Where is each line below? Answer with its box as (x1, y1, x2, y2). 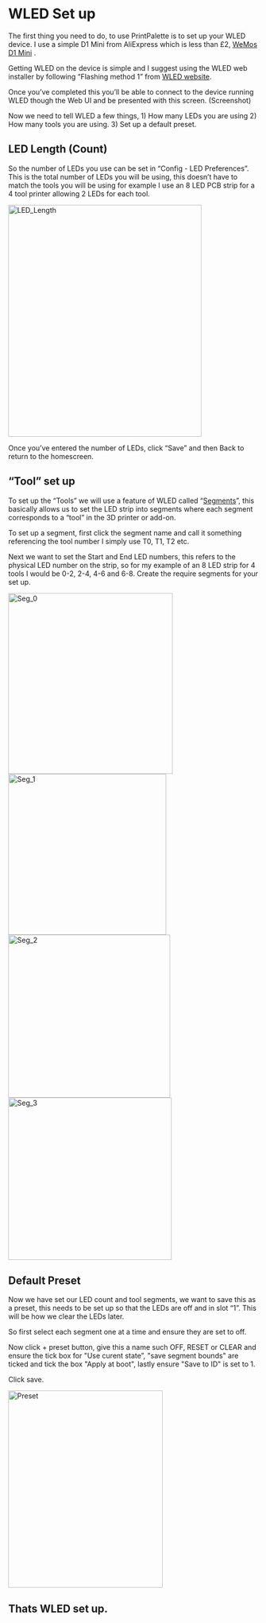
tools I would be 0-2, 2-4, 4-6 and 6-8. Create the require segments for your (8, 569, 259, 578)
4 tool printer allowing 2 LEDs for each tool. (8, 188, 151, 199)
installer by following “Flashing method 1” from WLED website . (8, 71, 212, 81)
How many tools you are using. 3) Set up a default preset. (8, 119, 197, 129)
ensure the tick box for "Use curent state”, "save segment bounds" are (8, 1351, 239, 1361)
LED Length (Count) (8, 142, 108, 156)
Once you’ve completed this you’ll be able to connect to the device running (8, 87, 254, 96)
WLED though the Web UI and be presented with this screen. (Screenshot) (8, 95, 252, 105)
